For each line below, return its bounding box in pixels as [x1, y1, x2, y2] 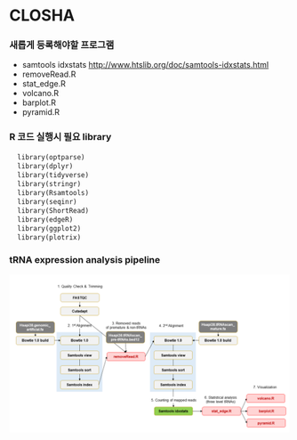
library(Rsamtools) [17, 188, 90, 197]
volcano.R [21, 88, 60, 99]
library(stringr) [17, 179, 82, 188]
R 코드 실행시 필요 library [9, 131, 112, 143]
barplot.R [21, 97, 56, 108]
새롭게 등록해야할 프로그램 [9, 39, 115, 52]
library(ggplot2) [17, 224, 82, 232]
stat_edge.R [21, 78, 67, 89]
